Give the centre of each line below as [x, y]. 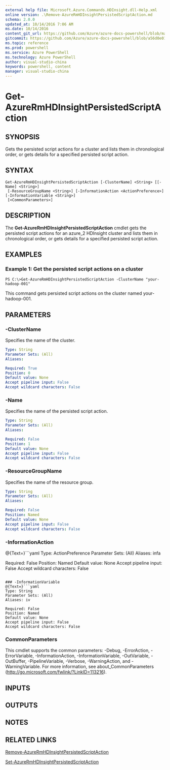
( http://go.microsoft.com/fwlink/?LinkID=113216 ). [56, 672]
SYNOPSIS [23, 137]
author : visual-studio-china [36, 62]
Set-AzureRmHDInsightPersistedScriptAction [52, 762]
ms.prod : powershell [27, 48]
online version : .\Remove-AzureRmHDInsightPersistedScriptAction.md [79, 15]
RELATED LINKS [31, 740]
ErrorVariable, [20, 656]
